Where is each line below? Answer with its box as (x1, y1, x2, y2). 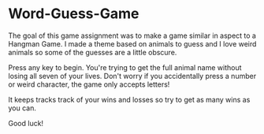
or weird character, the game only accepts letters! (8, 80, 170, 89)
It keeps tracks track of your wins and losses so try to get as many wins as (8, 95, 251, 104)
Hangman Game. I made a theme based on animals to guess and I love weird (8, 39, 257, 48)
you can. (8, 103, 37, 113)
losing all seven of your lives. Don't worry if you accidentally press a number (8, 71, 257, 80)
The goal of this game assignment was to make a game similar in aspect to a (8, 31, 256, 40)
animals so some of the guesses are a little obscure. (8, 47, 177, 57)
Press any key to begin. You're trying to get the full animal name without (8, 62, 242, 72)
